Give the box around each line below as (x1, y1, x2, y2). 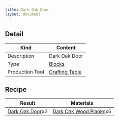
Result (20, 100, 35, 107)
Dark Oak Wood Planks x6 (52, 108, 112, 115)
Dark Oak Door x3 (7, 108, 48, 115)
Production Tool (7, 69, 44, 75)
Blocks (49, 61, 65, 68)
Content (56, 45, 76, 51)
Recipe (5, 85, 27, 94)
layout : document (5, 12, 41, 17)
